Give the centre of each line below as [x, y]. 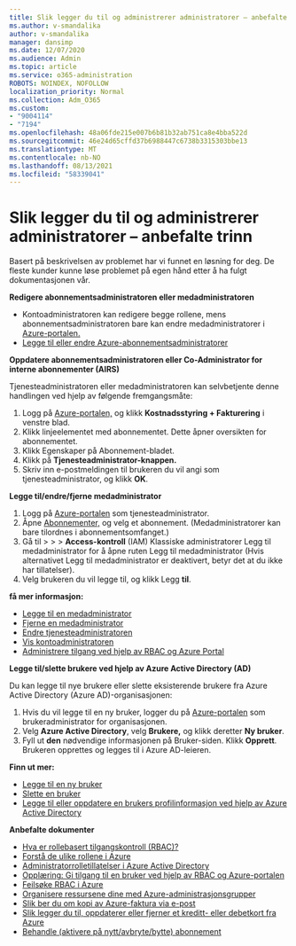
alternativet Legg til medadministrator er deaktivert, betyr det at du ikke [152, 560]
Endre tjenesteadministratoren [77, 633]
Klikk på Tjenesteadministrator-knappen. [99, 460]
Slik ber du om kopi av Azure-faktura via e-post [109, 903]
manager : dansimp [41, 42]
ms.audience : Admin [45, 59]
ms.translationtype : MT [53, 149]
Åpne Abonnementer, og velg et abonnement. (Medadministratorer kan [151, 523]
